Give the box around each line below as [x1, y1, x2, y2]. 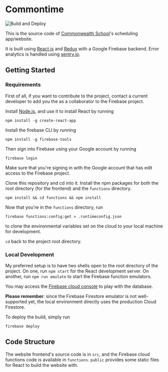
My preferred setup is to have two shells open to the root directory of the [5, 262, 158, 268]
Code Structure [5, 338, 55, 346]
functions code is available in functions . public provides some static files [5, 356, 159, 363]
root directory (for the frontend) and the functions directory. [5, 185, 132, 191]
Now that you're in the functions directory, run [5, 204, 103, 210]
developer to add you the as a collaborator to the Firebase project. [5, 98, 144, 104]
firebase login [5, 156, 38, 161]
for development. [5, 228, 42, 234]
